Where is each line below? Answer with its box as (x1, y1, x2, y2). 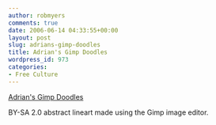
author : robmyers (8, 11, 66, 20)
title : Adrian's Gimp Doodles (8, 48, 108, 56)
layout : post (8, 33, 51, 42)
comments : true (8, 19, 59, 27)
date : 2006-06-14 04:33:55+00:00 (8, 26, 119, 34)
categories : (8, 63, 47, 71)
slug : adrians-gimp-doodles (8, 41, 101, 49)
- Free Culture (8, 70, 59, 78)
